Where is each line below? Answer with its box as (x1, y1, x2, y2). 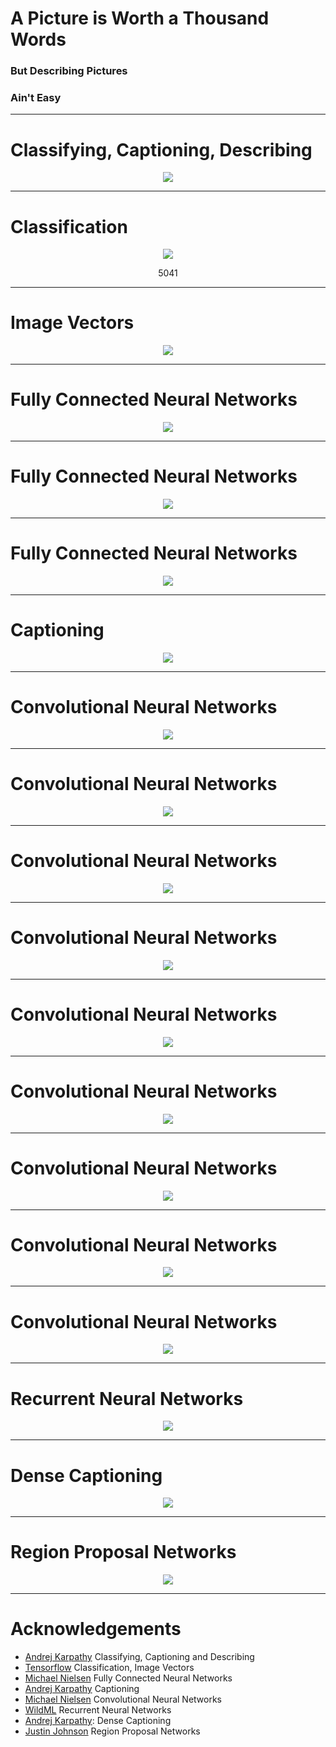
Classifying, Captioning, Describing (10, 138, 313, 161)
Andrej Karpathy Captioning (24, 1683, 140, 1695)
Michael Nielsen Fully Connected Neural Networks (24, 1672, 233, 1684)
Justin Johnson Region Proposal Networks (24, 1725, 201, 1737)
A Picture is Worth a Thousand (10, 7, 270, 30)
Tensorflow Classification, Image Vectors (24, 1662, 195, 1674)
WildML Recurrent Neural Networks (24, 1704, 172, 1716)
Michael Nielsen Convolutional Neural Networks (24, 1693, 222, 1706)
